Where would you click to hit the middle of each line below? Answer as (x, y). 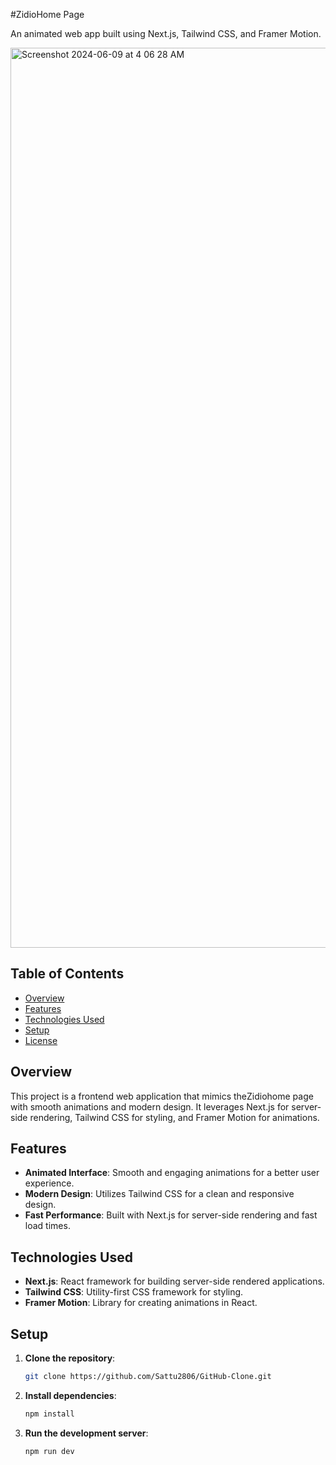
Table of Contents (67, 974)
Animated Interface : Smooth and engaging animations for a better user (172, 1173)
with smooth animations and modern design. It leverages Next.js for (150, 1106)
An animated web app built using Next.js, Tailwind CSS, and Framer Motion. (166, 33)
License (41, 1040)
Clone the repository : (70, 1358)
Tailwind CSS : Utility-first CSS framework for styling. (134, 1292)
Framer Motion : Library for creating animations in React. (141, 1303)
